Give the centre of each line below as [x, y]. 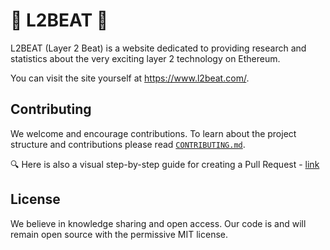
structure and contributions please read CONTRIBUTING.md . [128, 144]
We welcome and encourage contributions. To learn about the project [153, 133]
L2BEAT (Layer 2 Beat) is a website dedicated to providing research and [158, 48]
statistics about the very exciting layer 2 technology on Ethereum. [145, 58]
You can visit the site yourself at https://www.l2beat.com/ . [130, 78]
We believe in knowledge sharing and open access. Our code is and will [158, 223]
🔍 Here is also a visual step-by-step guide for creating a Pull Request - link [165, 164]
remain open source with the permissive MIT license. [119, 234]
